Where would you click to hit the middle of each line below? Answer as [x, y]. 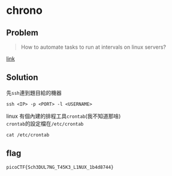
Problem [22, 33]
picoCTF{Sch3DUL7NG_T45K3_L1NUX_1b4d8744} [60, 167]
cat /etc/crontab [28, 135]
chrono [25, 11]
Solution [22, 78]
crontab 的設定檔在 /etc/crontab [45, 123]
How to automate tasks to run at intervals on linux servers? [93, 47]
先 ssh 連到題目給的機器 [34, 93]
